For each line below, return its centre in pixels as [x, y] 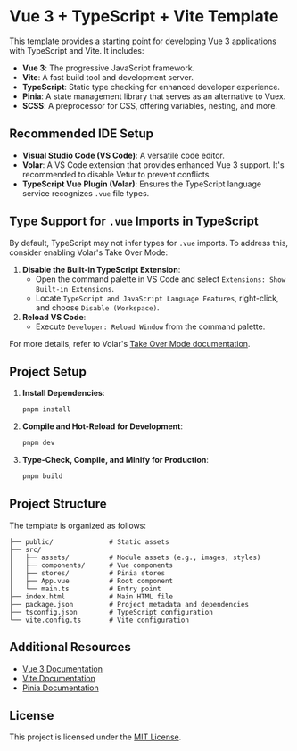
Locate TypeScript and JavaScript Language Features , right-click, [157, 298]
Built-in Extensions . [74, 288]
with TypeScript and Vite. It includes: [77, 50]
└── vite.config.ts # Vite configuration [99, 620]
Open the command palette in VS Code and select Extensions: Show [161, 279]
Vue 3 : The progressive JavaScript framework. [108, 68]
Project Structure [58, 504]
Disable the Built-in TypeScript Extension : [101, 269]
